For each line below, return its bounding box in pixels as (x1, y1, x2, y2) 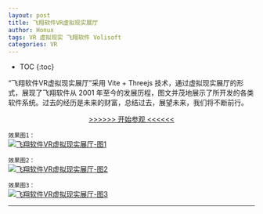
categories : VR (8, 41, 58, 49)
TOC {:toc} (19, 62, 55, 71)
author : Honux (8, 26, 55, 34)
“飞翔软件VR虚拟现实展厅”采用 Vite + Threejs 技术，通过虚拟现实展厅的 (8, 78, 237, 88)
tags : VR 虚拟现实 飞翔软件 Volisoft (8, 33, 122, 42)
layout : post (8, 11, 51, 20)
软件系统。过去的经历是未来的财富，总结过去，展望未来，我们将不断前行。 (8, 98, 248, 107)
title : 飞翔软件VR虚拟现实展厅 (8, 19, 99, 27)
